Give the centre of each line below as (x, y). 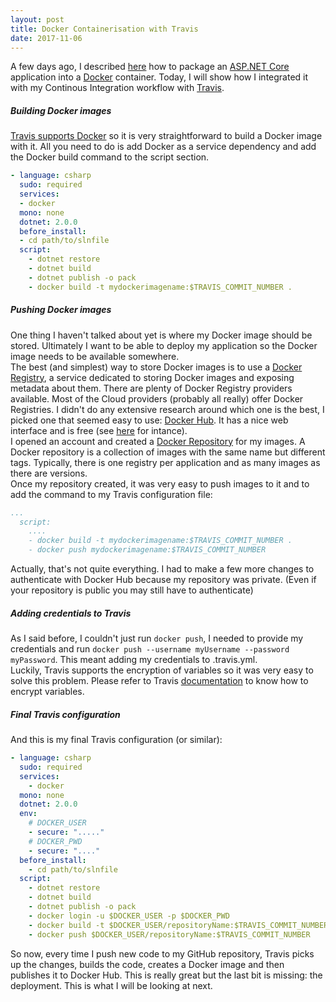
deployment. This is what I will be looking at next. (111, 985)
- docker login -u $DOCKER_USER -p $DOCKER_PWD (129, 916)
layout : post (37, 19)
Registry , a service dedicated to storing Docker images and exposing (152, 377)
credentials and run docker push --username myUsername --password (150, 649)
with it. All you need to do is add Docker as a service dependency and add (163, 147)
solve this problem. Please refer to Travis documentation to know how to (159, 681)
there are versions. (49, 473)
